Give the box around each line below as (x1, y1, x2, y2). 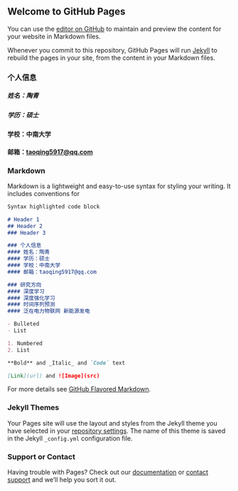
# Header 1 (7, 216, 40, 223)
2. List (7, 346, 31, 354)
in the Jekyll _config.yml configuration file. (7, 433, 133, 443)
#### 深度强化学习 (7, 294, 55, 301)
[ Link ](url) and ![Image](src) (7, 372, 100, 379)
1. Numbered (7, 340, 43, 347)
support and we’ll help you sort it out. (7, 475, 117, 484)
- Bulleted (7, 320, 40, 328)
